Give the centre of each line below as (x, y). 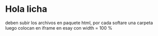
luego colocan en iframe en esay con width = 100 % (59, 28)
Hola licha (26, 9)
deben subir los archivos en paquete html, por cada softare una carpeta (79, 23)
